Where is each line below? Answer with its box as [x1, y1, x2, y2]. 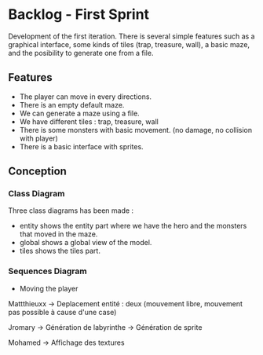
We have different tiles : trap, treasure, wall [19, 116, 159, 126]
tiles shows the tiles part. [19, 246, 100, 256]
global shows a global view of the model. [19, 238, 152, 247]
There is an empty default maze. [19, 100, 125, 109]
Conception [8, 165, 67, 178]
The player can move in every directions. [19, 92, 152, 101]
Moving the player [19, 284, 79, 293]
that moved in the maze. [19, 229, 98, 239]
